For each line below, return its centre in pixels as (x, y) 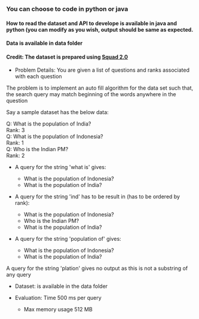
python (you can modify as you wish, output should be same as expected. (100, 29)
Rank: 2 (16, 156)
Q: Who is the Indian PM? (37, 149)
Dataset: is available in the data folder (61, 286)
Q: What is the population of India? (49, 124)
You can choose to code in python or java (67, 9)
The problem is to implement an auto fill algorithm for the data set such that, (100, 88)
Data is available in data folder (45, 43)
